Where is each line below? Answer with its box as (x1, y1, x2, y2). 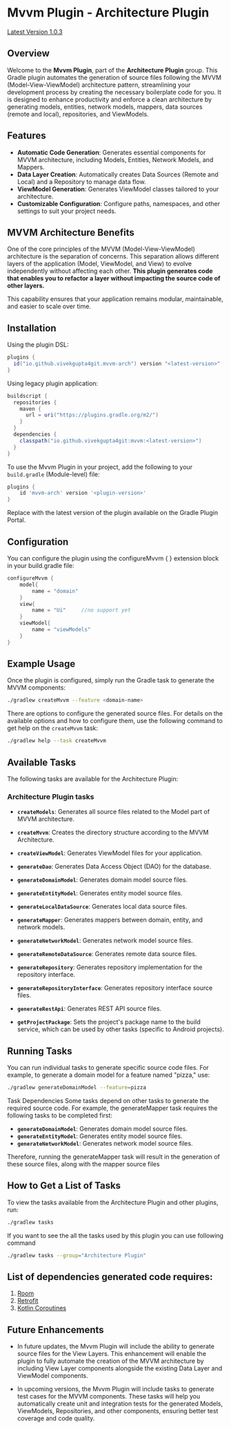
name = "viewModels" (32, 626, 91, 633)
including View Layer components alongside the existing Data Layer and (17, 1364, 223, 1372)
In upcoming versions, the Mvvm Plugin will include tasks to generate (17, 1385, 214, 1393)
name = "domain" (32, 587, 79, 594)
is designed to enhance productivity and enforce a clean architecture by (7, 95, 212, 103)
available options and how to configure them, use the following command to (7, 717, 223, 725)
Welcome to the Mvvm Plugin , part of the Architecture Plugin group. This (7, 65, 218, 74)
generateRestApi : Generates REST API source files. (17, 1004, 162, 1013)
